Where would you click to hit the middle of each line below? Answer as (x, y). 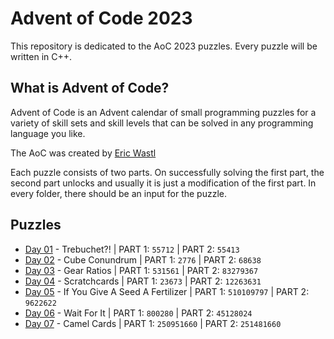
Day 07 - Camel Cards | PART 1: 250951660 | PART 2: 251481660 (153, 323)
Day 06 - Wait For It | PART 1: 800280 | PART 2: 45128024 (138, 313)
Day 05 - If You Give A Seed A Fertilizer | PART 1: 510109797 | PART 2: (167, 291)
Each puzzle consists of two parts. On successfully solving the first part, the (167, 172)
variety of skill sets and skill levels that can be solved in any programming (162, 123)
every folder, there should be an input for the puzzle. (119, 193)
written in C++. (41, 56)
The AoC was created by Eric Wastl (83, 153)
